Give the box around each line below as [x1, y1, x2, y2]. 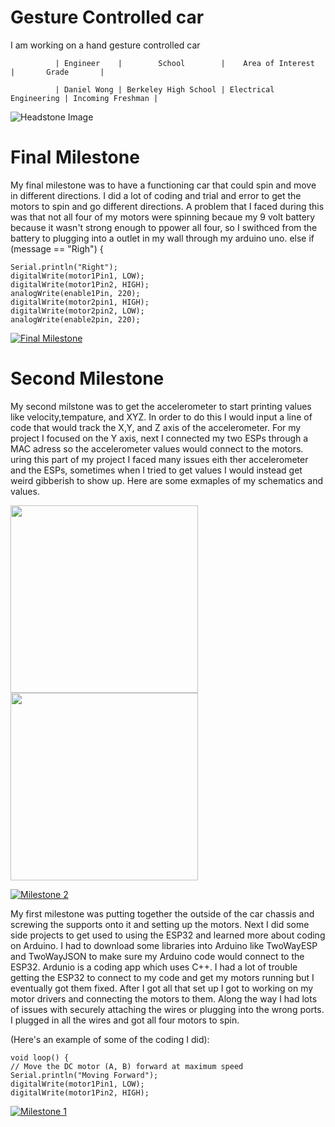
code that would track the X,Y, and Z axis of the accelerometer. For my [10, 421, 302, 433]
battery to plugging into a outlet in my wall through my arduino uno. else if [10, 232, 315, 244]
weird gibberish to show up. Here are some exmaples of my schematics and [10, 474, 324, 486]
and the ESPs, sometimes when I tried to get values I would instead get [10, 464, 303, 476]
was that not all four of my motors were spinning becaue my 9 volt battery [10, 211, 316, 223]
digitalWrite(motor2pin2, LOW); [10, 306, 145, 316]
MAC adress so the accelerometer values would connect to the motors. [10, 442, 304, 455]
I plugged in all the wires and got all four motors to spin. [10, 1014, 240, 1026]
